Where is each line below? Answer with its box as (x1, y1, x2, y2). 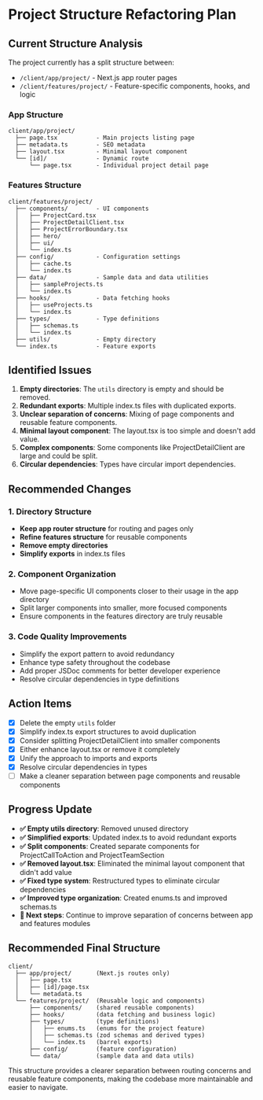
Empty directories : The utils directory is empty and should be (19, 384, 225, 394)
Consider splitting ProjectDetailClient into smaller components (19, 736, 221, 745)
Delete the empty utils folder (19, 718, 116, 727)
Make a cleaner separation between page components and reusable (19, 771, 241, 781)
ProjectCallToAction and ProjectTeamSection (19, 850, 165, 859)
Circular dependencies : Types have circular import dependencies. (19, 460, 236, 469)
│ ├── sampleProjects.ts (15, 280, 104, 288)
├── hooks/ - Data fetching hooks (15, 293, 170, 302)
